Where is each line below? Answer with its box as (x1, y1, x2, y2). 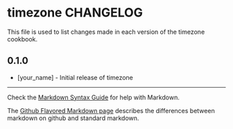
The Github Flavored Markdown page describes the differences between (7, 106, 215, 115)
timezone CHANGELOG (7, 5, 144, 21)
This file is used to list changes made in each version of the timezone (7, 28, 205, 36)
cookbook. (7, 34, 38, 43)
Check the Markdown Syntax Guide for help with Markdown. (7, 93, 180, 101)
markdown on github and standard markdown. (7, 114, 139, 122)
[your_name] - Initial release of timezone (17, 73, 134, 81)
